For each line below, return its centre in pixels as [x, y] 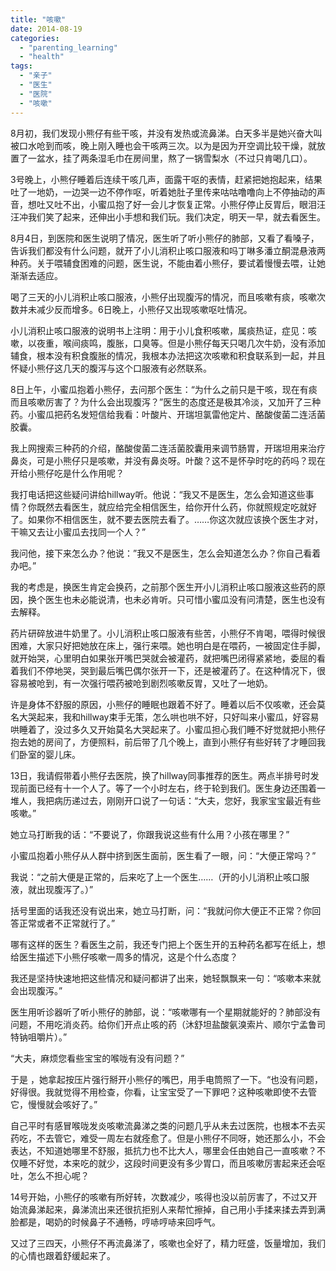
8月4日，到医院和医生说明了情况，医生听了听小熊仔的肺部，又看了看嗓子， [165, 238]
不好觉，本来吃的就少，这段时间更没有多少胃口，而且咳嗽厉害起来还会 [172, 1163]
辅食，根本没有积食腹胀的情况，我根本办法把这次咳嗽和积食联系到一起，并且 [168, 355]
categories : [35, 38]
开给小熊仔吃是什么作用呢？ [67, 473]
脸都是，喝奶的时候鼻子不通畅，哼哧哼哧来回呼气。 [115, 1222]
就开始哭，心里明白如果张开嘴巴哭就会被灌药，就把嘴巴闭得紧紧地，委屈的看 [168, 658]
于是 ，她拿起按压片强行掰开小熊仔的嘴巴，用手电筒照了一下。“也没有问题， [167, 1079]
